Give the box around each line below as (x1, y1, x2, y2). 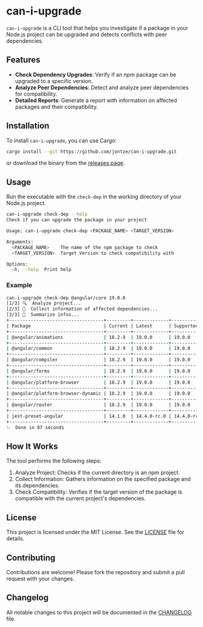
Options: (6, 261, 28, 267)
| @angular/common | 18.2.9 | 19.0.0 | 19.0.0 (6, 346, 190, 352)
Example (6, 281, 33, 289)
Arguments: (6, 238, 34, 245)
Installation (6, 121, 50, 131)
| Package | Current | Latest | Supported (6, 323, 199, 329)
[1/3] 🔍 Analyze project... (6, 300, 82, 307)
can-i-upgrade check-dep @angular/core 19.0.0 (6, 295, 126, 301)
